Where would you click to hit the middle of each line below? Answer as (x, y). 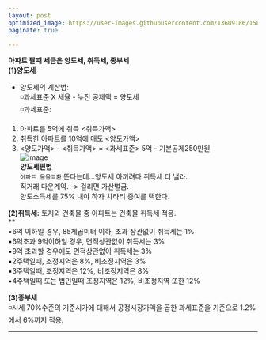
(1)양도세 (22, 70)
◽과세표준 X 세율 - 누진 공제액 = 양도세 (80, 97)
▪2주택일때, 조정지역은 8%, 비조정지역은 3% (77, 261)
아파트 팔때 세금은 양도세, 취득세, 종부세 (69, 61)
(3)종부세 (23, 298)
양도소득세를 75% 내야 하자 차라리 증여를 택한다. (95, 196)
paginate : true (33, 30)
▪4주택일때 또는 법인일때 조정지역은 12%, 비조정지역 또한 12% (104, 281)
